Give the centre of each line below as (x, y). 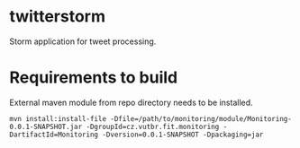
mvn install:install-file (58, 118)
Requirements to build (94, 78)
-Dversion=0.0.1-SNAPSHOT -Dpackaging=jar (183, 135)
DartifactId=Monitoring (54, 135)
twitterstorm (58, 17)
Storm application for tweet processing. (83, 41)
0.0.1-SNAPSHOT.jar (46, 126)
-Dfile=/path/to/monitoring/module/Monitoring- (201, 118)
